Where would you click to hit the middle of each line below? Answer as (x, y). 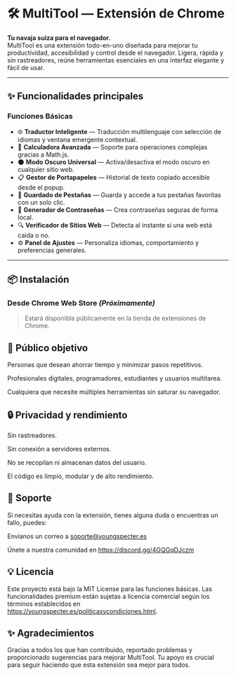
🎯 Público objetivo (48, 348)
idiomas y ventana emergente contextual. (77, 139)
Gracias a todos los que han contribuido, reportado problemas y (100, 650)
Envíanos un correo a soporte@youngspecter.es (77, 536)
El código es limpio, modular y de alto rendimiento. (80, 476)
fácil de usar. (26, 67)
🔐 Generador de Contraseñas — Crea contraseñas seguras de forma (118, 210)
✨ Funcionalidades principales (76, 97)
